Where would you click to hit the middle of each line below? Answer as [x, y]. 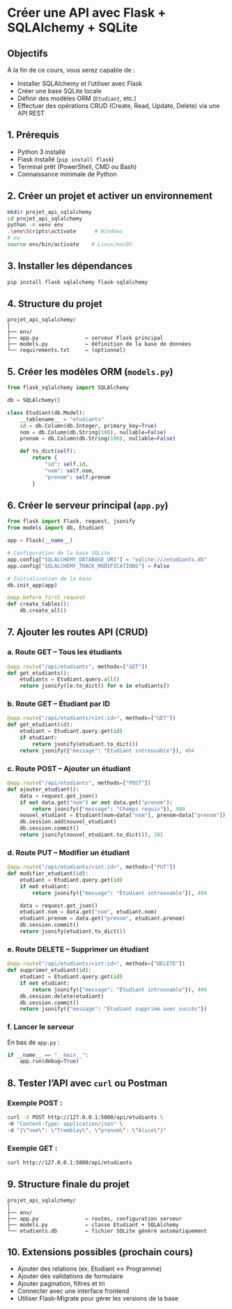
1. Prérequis [33, 135]
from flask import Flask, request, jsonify [71, 521]
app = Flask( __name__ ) [40, 541]
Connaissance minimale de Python [67, 174]
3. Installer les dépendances [70, 266]
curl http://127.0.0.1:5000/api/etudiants [70, 1162]
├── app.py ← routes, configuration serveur [95, 1218]
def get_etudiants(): [39, 673]
